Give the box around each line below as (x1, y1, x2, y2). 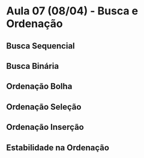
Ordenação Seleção (6, 102, 82, 112)
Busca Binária (6, 61, 59, 71)
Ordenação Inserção (6, 122, 84, 132)
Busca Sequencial (6, 41, 75, 51)
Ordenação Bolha (6, 81, 73, 92)
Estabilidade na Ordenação (6, 142, 110, 153)
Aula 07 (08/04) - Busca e (6, 4, 139, 18)
